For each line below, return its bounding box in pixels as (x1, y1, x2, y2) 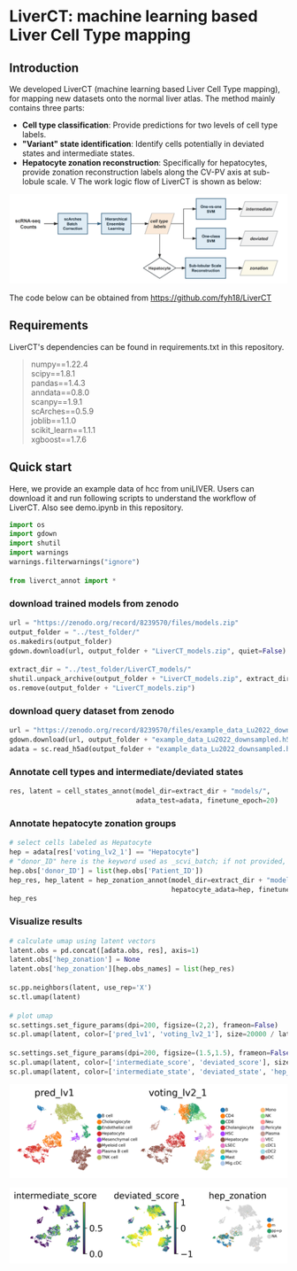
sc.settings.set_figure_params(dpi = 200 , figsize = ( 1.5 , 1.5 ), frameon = (9, 1049, 271, 1058)
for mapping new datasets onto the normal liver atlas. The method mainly (9, 93, 276, 104)
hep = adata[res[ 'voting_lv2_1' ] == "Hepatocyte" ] (9, 848, 200, 856)
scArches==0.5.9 (30, 406, 95, 416)
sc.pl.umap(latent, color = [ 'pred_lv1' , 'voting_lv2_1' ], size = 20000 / (9, 1030, 275, 1039)
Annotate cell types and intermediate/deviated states (9, 765, 244, 778)
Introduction (9, 60, 80, 75)
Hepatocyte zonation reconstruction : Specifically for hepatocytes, (21, 158, 268, 167)
